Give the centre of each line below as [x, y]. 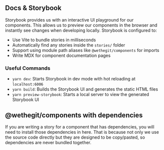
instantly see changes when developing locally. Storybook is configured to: [81, 30]
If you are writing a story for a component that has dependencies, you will [80, 126]
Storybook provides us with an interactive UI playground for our [69, 20]
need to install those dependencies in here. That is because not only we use [82, 132]
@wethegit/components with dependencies [74, 115]
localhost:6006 [28, 85]
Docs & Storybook [33, 8]
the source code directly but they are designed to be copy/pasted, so [75, 137]
